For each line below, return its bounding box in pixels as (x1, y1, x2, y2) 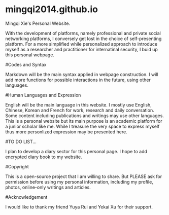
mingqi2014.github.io (5, 4, 98, 15)
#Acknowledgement (5, 194, 48, 200)
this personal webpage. (5, 52, 55, 58)
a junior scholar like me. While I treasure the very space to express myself (5, 123, 160, 129)
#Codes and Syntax (5, 61, 47, 67)
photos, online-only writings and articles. (5, 184, 91, 190)
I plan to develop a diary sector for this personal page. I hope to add (5, 148, 147, 154)
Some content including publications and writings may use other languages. (5, 113, 164, 119)
